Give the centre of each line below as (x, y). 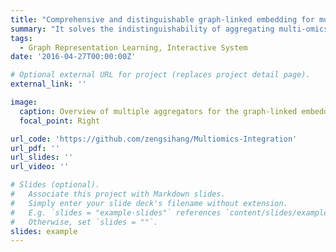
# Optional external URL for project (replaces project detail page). (160, 75)
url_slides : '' (42, 157)
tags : (21, 38)
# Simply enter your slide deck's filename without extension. (149, 203)
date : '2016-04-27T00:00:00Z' (73, 57)
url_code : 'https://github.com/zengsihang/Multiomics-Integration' (154, 139)
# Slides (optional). (55, 185)
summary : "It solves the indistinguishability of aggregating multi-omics (169, 29)
